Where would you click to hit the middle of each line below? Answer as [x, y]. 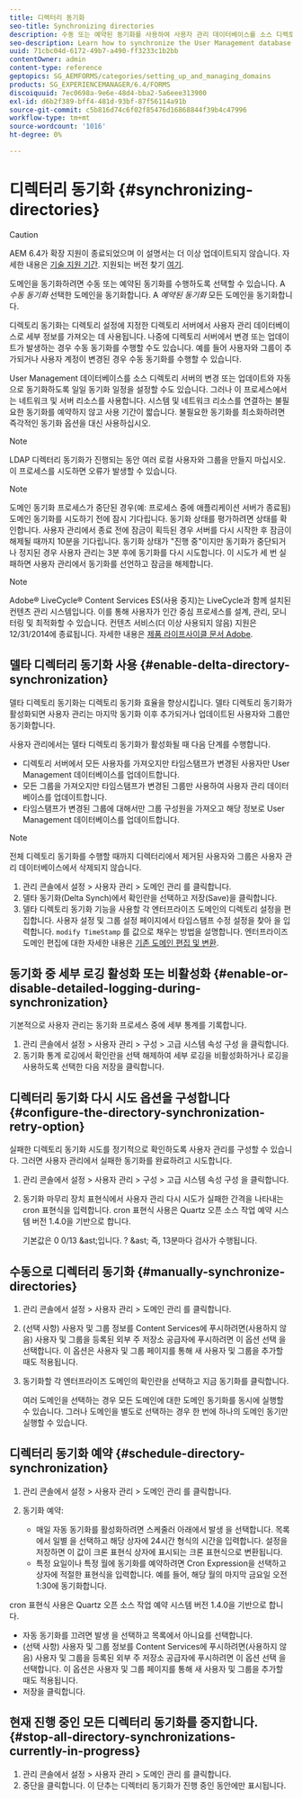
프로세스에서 [265, 389]
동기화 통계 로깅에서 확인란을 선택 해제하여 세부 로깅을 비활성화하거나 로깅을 [155, 1056]
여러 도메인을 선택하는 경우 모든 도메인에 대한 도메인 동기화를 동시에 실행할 [153, 1400]
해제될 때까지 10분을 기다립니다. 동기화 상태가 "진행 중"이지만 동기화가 [132, 541]
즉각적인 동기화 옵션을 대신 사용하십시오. [80, 423]
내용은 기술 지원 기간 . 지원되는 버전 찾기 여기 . [105, 264]
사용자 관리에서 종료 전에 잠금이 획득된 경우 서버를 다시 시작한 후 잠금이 [167, 530]
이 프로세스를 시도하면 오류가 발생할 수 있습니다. [93, 471]
